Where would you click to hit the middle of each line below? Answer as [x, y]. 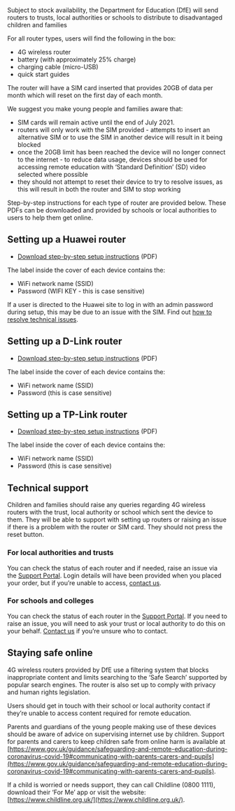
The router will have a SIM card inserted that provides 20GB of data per [110, 88]
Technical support [48, 488]
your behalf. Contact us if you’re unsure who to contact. [88, 631]
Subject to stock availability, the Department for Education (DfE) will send [113, 10]
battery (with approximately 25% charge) [77, 59]
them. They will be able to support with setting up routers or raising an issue [117, 519]
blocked [29, 145]
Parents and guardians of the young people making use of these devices [112, 726]
